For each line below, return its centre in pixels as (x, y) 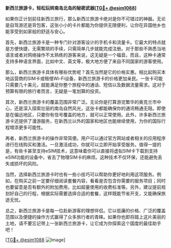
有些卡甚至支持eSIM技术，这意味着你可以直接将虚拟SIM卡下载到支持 (86, 151)
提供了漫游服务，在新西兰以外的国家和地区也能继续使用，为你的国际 (90, 121)
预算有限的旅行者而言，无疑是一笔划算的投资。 (54, 91)
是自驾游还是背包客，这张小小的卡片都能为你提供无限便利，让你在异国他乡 (83, 25)
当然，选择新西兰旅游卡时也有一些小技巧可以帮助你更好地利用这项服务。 (81, 174)
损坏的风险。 (27, 164)
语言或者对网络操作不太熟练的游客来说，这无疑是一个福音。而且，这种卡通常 (85, 55)
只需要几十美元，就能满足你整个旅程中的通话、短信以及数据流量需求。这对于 (85, 85)
